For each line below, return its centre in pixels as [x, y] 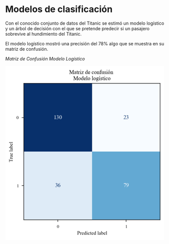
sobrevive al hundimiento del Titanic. [43, 34]
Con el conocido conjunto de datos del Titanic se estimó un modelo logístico [85, 23]
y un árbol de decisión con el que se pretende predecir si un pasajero [77, 28]
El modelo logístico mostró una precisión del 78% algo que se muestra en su [85, 43]
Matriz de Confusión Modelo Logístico [45, 58]
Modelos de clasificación [59, 9]
